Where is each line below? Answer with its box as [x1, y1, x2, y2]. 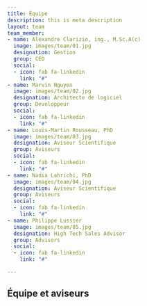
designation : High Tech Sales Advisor [13, 230, 126, 237]
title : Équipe [7, 10, 49, 17]
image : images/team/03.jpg [13, 133, 92, 140]
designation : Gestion [13, 49, 76, 56]
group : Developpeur [13, 101, 70, 108]
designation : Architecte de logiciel [13, 95, 123, 102]
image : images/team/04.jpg [13, 178, 92, 185]
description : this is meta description [7, 17, 123, 24]
